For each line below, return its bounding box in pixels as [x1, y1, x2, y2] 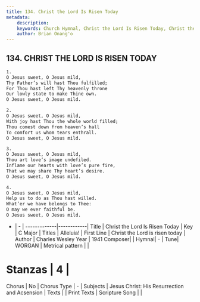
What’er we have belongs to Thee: [6, 201, 92, 207]
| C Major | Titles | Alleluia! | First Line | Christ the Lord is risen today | [14, 229, 186, 236]
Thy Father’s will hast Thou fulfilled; [6, 80, 108, 86]
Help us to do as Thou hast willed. [6, 195, 97, 202]
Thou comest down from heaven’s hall [6, 124, 100, 130]
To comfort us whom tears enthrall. [6, 130, 97, 135]
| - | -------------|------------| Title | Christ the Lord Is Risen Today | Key [14, 223, 193, 230]
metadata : [6, 14, 31, 20]
